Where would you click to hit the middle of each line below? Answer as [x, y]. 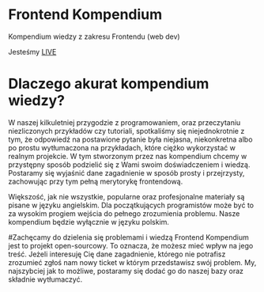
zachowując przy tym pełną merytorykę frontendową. [96, 181]
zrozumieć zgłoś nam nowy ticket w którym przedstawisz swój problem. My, [132, 262]
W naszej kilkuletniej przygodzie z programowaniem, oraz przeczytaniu [124, 122]
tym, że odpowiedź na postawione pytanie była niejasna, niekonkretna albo [130, 139]
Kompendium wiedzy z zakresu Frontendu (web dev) [94, 36]
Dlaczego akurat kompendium [109, 84]
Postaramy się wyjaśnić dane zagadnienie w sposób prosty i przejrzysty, [126, 173]
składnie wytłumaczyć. [45, 279]
